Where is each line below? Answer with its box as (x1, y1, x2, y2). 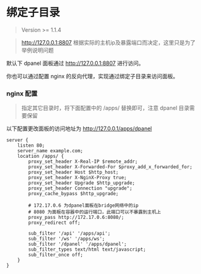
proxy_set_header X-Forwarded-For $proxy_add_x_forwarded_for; (28, 164, 192, 170)
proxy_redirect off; (28, 220, 81, 226)
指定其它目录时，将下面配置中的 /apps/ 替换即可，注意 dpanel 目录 (21, 105, 189, 112)
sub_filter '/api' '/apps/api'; (28, 231, 111, 237)
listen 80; (17, 143, 45, 149)
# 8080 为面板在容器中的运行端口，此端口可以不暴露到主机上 (28, 209, 161, 215)
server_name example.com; (17, 148, 84, 154)
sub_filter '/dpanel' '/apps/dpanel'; (28, 241, 127, 248)
